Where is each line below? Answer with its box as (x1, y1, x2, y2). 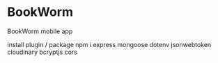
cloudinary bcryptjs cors (7, 48, 78, 56)
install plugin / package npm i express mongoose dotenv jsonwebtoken (7, 40, 212, 48)
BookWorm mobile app (7, 27, 73, 35)
